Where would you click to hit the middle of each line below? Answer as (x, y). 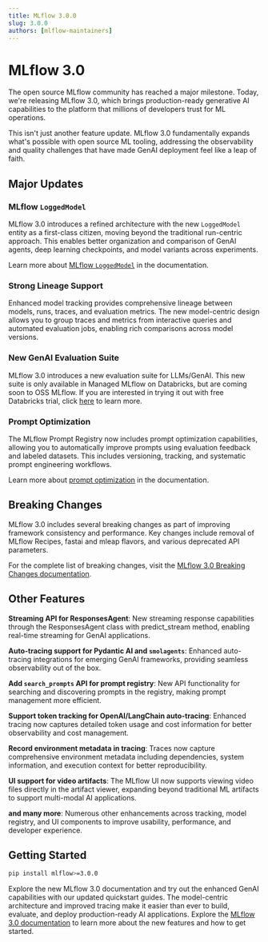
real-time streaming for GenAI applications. (79, 635)
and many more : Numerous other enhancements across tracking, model (127, 813)
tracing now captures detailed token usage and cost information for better (130, 724)
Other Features (47, 599)
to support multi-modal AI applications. (73, 797)
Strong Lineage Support (56, 285)
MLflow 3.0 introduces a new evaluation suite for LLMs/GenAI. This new (127, 375)
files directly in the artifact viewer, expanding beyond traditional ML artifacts (134, 789)
